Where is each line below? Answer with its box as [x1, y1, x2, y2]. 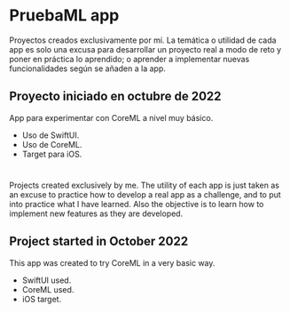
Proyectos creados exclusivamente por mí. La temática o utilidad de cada [9, 35, 277, 45]
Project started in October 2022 [9, 234, 189, 249]
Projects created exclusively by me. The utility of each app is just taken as [9, 180, 279, 190]
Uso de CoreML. [21, 139, 82, 149]
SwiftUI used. [21, 275, 72, 285]
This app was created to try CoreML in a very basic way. [9, 257, 216, 268]
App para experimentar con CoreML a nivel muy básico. [9, 112, 214, 123]
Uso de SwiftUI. [21, 130, 80, 140]
